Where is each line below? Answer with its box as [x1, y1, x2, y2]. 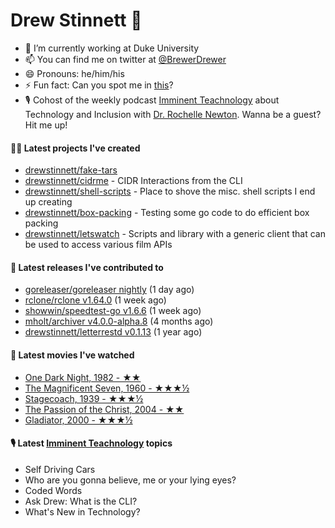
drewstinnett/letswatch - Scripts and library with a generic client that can [24, 228, 326, 240]
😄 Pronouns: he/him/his [24, 67, 125, 79]
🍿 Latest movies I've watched [10, 349, 135, 361]
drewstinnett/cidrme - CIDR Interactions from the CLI [24, 175, 243, 187]
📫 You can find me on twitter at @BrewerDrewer [24, 53, 227, 65]
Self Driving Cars [24, 463, 96, 475]
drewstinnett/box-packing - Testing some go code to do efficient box [24, 207, 310, 219]
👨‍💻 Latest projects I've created [10, 142, 141, 154]
